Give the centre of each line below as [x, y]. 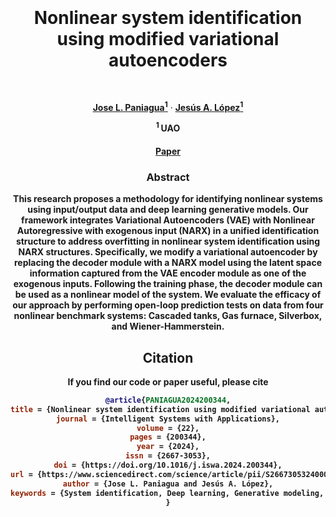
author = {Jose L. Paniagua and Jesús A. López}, [168, 484]
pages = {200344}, [168, 437]
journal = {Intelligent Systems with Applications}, [168, 419]
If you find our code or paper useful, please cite [168, 381]
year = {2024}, [168, 447]
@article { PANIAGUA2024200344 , [168, 400]
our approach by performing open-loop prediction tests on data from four [168, 305]
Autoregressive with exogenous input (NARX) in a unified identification [168, 231]
